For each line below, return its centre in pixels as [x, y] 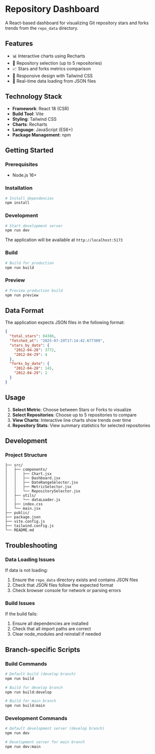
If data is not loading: [27, 570]
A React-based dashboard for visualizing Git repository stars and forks [77, 23]
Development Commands [36, 718]
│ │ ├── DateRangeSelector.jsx [42, 483]
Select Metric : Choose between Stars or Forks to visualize [72, 409]
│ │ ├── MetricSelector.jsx [38, 487]
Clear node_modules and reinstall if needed [57, 634]
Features [19, 44]
